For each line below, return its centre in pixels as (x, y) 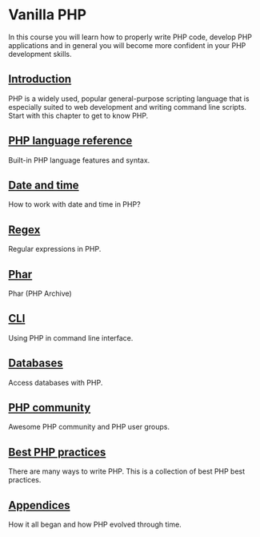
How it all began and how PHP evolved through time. (95, 525)
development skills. (40, 54)
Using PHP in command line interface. (71, 337)
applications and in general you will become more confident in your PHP (127, 45)
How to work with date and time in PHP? (75, 204)
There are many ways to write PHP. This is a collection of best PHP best (127, 471)
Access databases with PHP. (56, 382)
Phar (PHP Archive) (40, 293)
